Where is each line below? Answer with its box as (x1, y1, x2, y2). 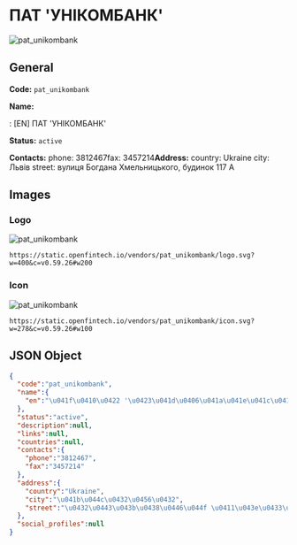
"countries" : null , (17, 437, 86, 447)
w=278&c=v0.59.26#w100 (9, 324, 93, 333)
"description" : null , (17, 421, 93, 430)
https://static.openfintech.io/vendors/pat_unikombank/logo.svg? (9, 251, 255, 260)
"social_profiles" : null (17, 519, 104, 529)
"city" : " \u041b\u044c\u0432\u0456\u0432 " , (25, 495, 184, 504)
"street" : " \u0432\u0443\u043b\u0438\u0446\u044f (25, 503, 208, 512)
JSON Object (9, 349, 82, 364)
